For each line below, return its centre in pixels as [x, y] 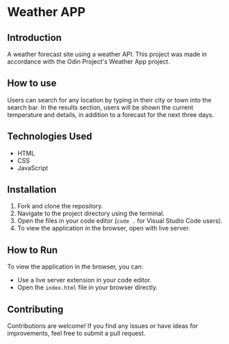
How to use [32, 83]
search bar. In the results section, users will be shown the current [100, 107]
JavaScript [33, 168]
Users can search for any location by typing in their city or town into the [110, 100]
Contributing [35, 309]
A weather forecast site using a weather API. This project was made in [107, 54]
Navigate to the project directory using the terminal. [91, 214]
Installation [32, 190]
